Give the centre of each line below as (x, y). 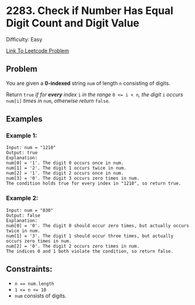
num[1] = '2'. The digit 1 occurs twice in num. (66, 168)
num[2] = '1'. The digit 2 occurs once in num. (65, 174)
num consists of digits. (41, 296)
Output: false (23, 215)
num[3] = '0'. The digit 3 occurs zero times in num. (73, 179)
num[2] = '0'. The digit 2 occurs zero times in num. (73, 246)
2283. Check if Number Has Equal (90, 11)
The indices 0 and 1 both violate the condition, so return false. (90, 251)
